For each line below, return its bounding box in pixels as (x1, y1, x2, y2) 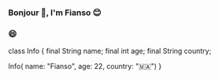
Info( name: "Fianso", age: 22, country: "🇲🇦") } (8, 62, 162, 71)
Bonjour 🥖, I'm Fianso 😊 (8, 7, 102, 18)
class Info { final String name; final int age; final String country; (8, 47, 212, 56)
